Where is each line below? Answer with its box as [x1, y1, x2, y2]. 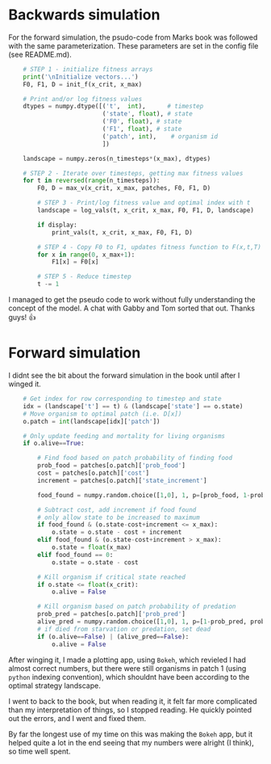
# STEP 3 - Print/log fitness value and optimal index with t [37, 199, 251, 207]
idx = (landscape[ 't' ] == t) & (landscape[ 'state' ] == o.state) [23, 402, 244, 410]
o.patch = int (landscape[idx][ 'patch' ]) [23, 417, 161, 425]
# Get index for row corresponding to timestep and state [23, 395, 222, 403]
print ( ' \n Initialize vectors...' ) [23, 73, 139, 81]
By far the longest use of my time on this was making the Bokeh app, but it [8, 729, 252, 739]
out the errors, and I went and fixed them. [8, 713, 147, 723]
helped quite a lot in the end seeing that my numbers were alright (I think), [8, 737, 254, 747]
